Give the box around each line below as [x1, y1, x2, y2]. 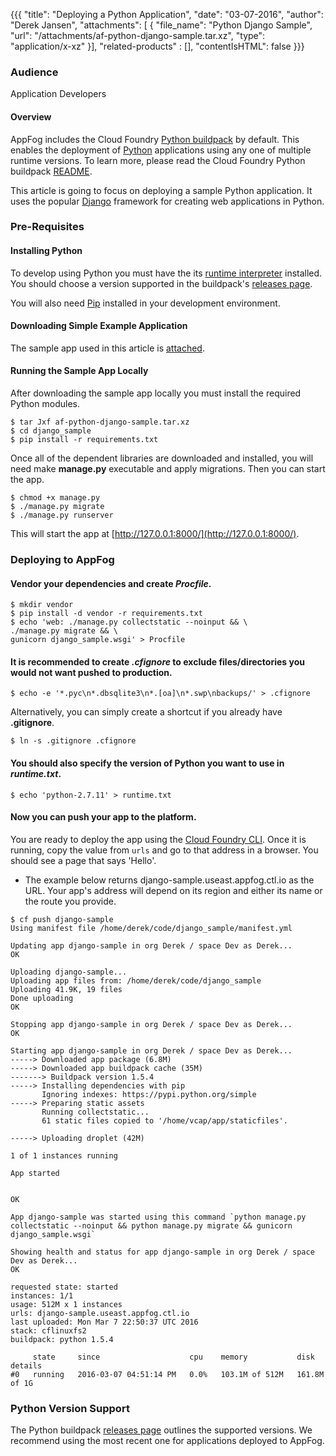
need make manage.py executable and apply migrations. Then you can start [10, 463, 326, 475]
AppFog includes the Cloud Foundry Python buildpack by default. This [10, 133, 300, 145]
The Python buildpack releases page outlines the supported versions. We [10, 1424, 313, 1436]
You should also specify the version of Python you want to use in [10, 757, 285, 769]
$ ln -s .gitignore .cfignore [10, 736, 137, 746]
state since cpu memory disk [32, 1352, 315, 1362]
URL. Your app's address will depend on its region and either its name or [24, 884, 323, 896]
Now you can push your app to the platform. [10, 811, 197, 823]
